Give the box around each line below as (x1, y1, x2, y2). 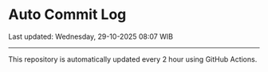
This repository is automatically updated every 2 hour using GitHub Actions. (8, 54, 258, 64)
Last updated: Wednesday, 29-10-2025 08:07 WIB (8, 32, 174, 41)
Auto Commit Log (8, 6, 127, 24)
